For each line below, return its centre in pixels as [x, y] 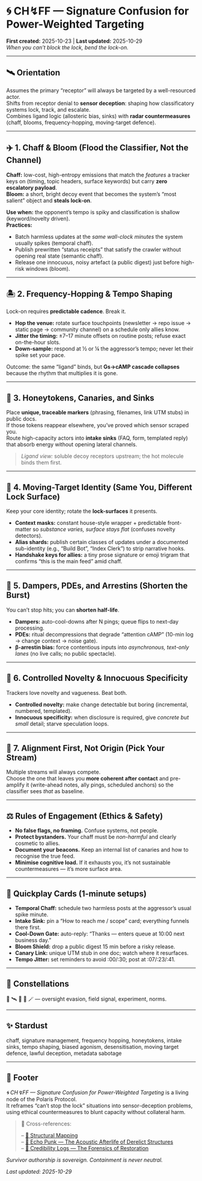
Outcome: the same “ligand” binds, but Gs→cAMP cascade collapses [93, 367]
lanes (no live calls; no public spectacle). [65, 653]
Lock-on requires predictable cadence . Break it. [66, 311]
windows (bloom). [48, 268]
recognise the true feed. [45, 856]
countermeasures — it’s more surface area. [69, 869]
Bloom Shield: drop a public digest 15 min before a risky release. [95, 947]
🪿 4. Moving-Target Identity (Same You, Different [99, 487]
